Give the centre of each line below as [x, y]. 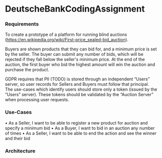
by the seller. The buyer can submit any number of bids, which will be [74, 54]
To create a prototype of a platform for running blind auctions [66, 34]
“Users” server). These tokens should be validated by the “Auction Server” [79, 95]
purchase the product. [27, 70]
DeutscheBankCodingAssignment [75, 9]
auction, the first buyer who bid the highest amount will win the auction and [80, 64]
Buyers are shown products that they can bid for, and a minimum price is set [81, 49]
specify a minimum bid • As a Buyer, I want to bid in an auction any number [80, 128]
